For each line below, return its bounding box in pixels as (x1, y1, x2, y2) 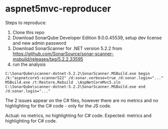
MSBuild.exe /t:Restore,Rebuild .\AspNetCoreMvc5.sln (5, 80, 121, 85)
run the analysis (12, 61, 46, 67)
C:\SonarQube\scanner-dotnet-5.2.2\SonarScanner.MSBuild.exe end (5, 84, 145, 89)
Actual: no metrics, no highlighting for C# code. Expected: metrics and (5, 112, 152, 118)
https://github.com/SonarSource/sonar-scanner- (12, 51, 114, 57)
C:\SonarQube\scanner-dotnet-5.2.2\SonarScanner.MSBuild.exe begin (5, 71, 150, 76)
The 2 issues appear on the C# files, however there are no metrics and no (5, 97, 158, 103)
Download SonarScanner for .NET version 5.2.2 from (12, 45, 123, 51)
